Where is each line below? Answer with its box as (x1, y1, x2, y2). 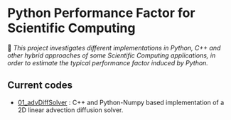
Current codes (7, 80, 73, 92)
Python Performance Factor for (7, 5, 195, 21)
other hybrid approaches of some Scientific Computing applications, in (7, 51, 216, 60)
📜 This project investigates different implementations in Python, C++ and (7, 43, 221, 52)
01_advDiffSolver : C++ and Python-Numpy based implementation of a (17, 98, 225, 107)
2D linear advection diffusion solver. (17, 105, 124, 114)
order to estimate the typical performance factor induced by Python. (7, 58, 208, 67)
